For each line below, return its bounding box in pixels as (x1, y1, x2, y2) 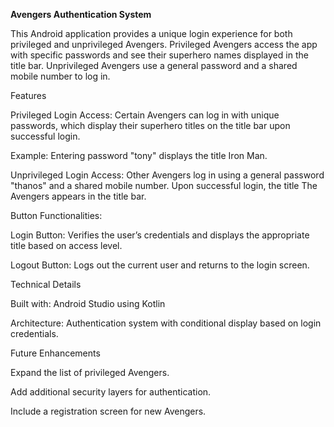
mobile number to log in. (10, 70, 111, 82)
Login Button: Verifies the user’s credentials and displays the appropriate (10, 229, 310, 241)
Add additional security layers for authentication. (10, 386, 212, 398)
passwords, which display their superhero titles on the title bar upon (10, 120, 291, 131)
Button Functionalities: (10, 210, 103, 221)
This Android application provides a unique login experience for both (10, 28, 293, 39)
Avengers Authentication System (10, 9, 152, 20)
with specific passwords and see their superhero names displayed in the (10, 49, 309, 61)
